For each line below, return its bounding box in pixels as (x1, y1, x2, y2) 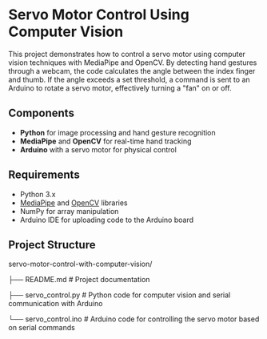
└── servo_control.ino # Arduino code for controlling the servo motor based (8, 314, 260, 324)
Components (8, 107, 74, 120)
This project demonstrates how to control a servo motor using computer (8, 49, 246, 59)
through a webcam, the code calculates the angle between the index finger (8, 66, 256, 75)
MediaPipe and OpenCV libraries (19, 198, 128, 208)
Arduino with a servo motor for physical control (19, 144, 177, 154)
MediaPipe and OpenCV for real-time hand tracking (19, 136, 192, 146)
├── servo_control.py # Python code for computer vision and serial (8, 290, 231, 300)
